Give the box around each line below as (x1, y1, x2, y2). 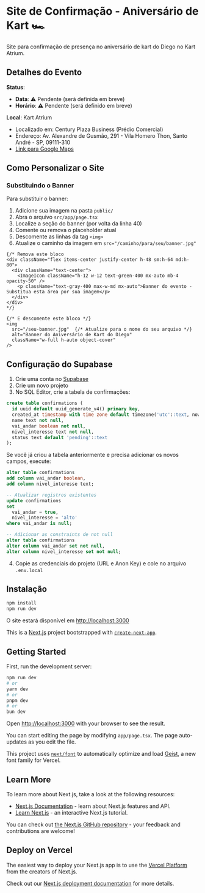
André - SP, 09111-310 (15, 138, 71, 146)
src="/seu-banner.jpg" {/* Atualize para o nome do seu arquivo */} (12, 326, 192, 333)
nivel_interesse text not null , (12, 429, 95, 435)
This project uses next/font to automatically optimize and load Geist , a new (6, 750, 196, 758)
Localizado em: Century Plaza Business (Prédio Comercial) (15, 126, 164, 133)
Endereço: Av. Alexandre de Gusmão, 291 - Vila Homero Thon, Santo (15, 132, 188, 139)
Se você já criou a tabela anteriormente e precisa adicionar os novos (6, 451, 179, 459)
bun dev (6, 709, 26, 715)
